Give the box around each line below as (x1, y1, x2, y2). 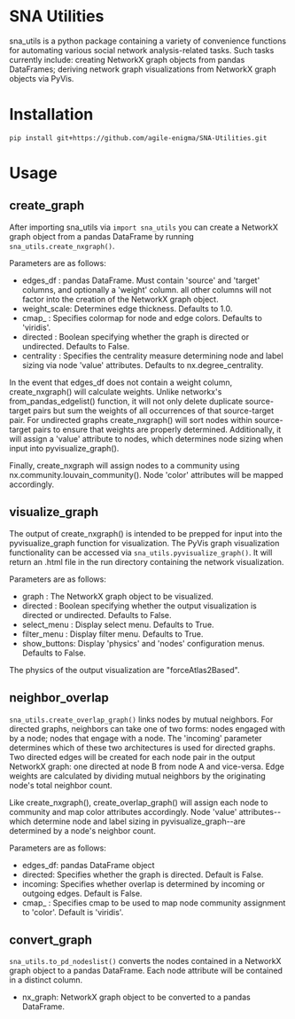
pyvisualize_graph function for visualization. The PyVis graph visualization (9, 537, 280, 548)
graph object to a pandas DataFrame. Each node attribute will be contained (9, 965, 283, 976)
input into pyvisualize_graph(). (9, 443, 120, 453)
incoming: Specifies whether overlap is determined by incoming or (21, 878, 266, 889)
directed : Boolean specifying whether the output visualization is (21, 600, 257, 611)
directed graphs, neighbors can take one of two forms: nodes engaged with (9, 723, 286, 733)
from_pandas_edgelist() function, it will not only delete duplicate (9, 396, 244, 406)
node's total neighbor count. (9, 780, 113, 790)
